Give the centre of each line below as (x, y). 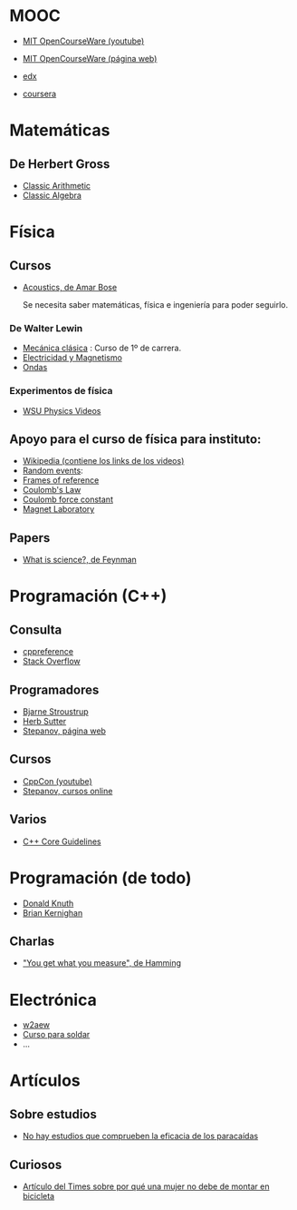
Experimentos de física (61, 391)
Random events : (53, 471)
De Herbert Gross (60, 164)
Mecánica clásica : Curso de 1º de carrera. (102, 348)
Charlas (32, 941)
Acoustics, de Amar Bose (70, 287)
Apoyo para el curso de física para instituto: (135, 439)
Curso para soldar (56, 1035)
